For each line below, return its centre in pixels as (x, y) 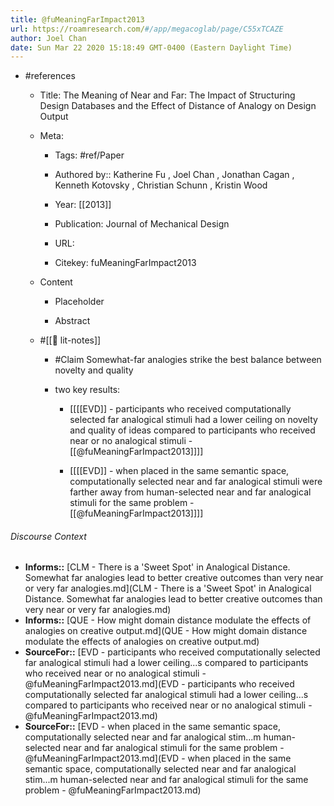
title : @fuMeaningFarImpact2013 (77, 19)
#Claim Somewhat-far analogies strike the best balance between (188, 360)
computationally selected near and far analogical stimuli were (196, 482)
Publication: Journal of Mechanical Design (142, 224)
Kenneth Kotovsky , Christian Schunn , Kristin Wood (161, 185)
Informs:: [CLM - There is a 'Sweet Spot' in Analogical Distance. (157, 567)
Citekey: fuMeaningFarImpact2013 (125, 263)
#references (50, 76)
